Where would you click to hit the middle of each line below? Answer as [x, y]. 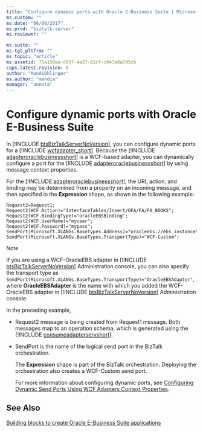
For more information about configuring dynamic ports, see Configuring [104, 383]
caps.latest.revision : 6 [37, 68]
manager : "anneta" [29, 85]
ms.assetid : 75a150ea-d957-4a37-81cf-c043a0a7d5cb [71, 62]
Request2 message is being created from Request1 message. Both [98, 322]
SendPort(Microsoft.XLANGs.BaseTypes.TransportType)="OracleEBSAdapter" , [101, 279]
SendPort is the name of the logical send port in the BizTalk [89, 347]
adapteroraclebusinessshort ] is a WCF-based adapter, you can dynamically [100, 157]
